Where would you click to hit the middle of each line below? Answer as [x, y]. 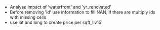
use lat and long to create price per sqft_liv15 [56, 22]
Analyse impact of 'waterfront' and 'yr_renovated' [60, 7]
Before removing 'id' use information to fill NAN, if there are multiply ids [82, 12]
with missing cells [28, 17]
